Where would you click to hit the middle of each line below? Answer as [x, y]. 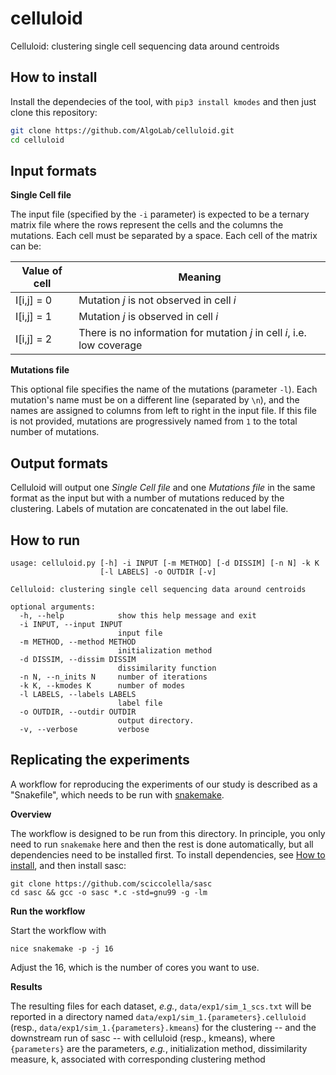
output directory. [156, 720]
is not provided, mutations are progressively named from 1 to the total [154, 421]
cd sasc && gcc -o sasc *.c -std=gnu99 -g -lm [109, 892]
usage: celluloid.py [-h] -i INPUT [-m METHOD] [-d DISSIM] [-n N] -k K [165, 563]
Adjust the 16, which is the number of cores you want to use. [135, 967]
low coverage [110, 345]
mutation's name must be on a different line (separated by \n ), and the [155, 400]
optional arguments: [53, 607]
